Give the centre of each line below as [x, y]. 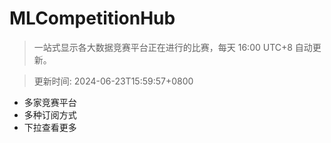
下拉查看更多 [50, 127]
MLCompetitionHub [92, 18]
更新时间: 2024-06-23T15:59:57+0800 [113, 81]
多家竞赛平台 [50, 102]
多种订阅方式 [50, 114]
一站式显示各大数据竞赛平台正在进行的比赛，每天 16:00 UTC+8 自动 [173, 47]
